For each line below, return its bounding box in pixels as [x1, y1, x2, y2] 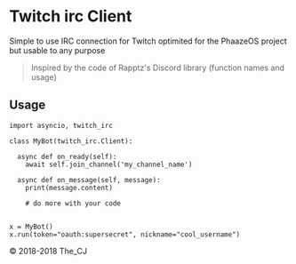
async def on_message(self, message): [17, 175, 162, 184]
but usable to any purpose [9, 44, 106, 55]
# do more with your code [25, 198, 122, 208]
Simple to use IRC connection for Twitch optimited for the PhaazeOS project [9, 36, 287, 46]
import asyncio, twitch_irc [9, 121, 114, 130]
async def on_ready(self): [17, 152, 117, 161]
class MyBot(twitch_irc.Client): [9, 136, 133, 146]
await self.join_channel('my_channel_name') [25, 160, 193, 169]
